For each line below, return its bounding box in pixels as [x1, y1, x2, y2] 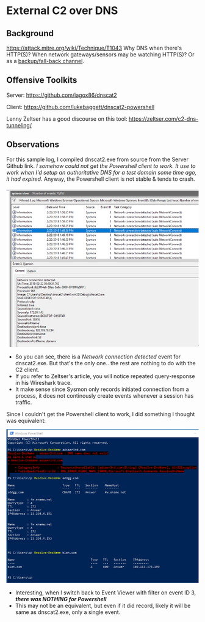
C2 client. [15, 366, 40, 374]
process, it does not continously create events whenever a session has [15, 392, 194, 400]
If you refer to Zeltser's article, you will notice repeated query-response [15, 373, 195, 380]
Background [6, 28, 54, 39]
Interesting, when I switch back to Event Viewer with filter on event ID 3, [15, 589, 196, 596]
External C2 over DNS [6, 4, 118, 18]
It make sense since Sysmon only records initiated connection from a [15, 385, 189, 393]
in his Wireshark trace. [15, 379, 72, 387]
